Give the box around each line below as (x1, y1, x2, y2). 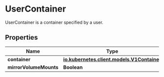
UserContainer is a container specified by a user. (5, 19, 103, 25)
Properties (5, 33, 38, 42)
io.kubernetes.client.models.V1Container (63, 56, 162, 62)
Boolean (63, 64, 83, 71)
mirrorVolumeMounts (7, 64, 59, 71)
